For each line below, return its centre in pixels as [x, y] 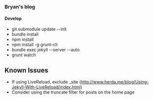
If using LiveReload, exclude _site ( [46, 82]
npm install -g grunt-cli [34, 45]
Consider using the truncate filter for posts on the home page [73, 92]
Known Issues [26, 70]
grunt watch [24, 55]
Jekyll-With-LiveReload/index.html [46, 87]
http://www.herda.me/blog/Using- [115, 82]
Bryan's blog [20, 7]
